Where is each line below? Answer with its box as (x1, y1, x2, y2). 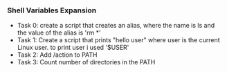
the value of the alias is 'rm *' (17, 28, 102, 37)
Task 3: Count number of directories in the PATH (17, 58, 156, 66)
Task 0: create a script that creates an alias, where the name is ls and (17, 21, 215, 30)
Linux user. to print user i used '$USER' (17, 44, 129, 52)
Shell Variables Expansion (7, 6, 97, 15)
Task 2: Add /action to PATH (17, 51, 98, 59)
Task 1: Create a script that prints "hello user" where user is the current (17, 36, 220, 44)
